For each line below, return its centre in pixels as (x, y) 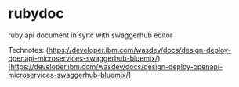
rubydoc (36, 14)
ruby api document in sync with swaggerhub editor (91, 35)
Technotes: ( (29, 50)
